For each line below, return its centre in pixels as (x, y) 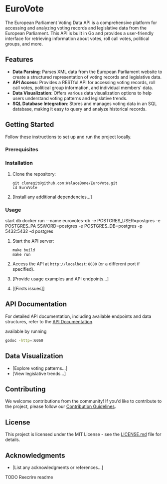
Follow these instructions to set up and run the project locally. (69, 137)
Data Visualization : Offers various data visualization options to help (82, 93)
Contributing (25, 389)
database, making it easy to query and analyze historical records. (80, 109)
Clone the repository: (34, 174)
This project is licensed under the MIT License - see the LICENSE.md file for (83, 434)
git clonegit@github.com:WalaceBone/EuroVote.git (65, 183)
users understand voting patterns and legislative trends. (70, 98)
